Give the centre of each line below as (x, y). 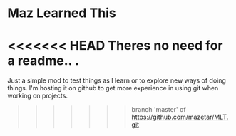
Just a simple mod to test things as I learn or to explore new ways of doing (117, 80)
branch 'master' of (159, 110)
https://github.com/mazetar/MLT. (180, 117)
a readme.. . (43, 61)
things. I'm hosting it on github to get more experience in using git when (113, 88)
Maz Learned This (62, 13)
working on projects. (37, 96)
